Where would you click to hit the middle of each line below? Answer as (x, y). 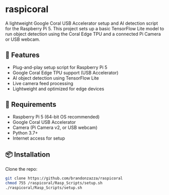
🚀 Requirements (31, 105)
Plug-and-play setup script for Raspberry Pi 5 (60, 67)
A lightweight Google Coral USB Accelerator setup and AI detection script (81, 23)
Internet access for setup (39, 138)
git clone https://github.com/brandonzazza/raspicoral (64, 178)
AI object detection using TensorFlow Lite (56, 78)
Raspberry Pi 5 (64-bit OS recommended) (56, 116)
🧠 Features (22, 55)
